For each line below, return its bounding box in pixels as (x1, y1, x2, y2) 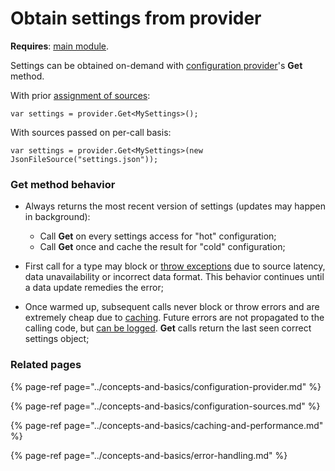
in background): (24, 211, 91, 223)
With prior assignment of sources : (10, 89, 151, 101)
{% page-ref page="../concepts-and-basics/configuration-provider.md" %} (10, 380, 322, 392)
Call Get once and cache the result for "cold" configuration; (39, 241, 286, 253)
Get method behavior (10, 177, 116, 191)
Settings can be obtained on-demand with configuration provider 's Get (10, 59, 303, 71)
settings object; (24, 333, 90, 345)
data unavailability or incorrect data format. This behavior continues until (24, 271, 325, 283)
